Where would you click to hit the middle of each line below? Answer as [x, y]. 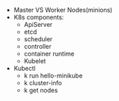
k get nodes [41, 90]
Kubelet [35, 61]
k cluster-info [43, 83]
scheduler [38, 39]
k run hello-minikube [53, 76]
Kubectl [24, 68]
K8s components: [39, 17]
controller [37, 46]
